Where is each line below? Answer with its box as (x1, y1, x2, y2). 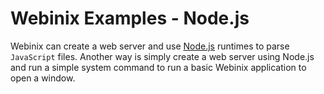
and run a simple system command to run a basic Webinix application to (10, 61, 307, 73)
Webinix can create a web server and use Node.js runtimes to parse (10, 40, 290, 52)
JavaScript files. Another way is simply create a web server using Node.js (10, 50, 315, 62)
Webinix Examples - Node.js (10, 7, 250, 30)
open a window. (10, 72, 76, 84)
